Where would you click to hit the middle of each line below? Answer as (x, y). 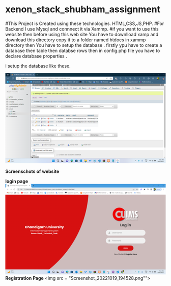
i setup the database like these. (38, 66)
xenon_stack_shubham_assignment (83, 9)
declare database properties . (36, 56)
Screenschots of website (32, 171)
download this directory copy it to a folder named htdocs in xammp (76, 40)
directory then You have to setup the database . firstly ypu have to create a (84, 45)
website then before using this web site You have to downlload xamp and (82, 34)
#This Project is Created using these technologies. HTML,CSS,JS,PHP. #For (85, 23)
